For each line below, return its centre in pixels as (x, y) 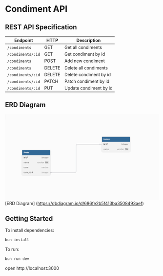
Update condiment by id (89, 88)
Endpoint (24, 40)
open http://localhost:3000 (32, 268)
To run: (12, 249)
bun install (17, 240)
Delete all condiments (86, 68)
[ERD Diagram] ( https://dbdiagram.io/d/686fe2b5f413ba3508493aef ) (74, 203)
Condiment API (36, 9)
